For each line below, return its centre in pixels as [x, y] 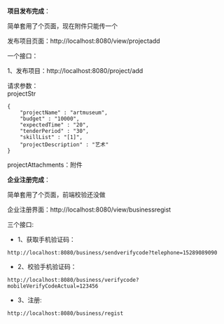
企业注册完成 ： [29, 180]
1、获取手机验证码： [46, 239]
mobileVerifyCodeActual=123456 [53, 286]
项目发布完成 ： [29, 11]
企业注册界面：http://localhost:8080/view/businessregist [89, 209]
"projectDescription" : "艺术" [64, 145]
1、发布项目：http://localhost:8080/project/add [75, 71]
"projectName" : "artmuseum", [64, 112]
